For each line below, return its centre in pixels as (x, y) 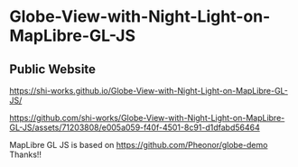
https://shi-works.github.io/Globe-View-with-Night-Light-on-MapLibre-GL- (149, 91)
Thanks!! (26, 154)
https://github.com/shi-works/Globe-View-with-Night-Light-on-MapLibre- (147, 118)
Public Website (53, 69)
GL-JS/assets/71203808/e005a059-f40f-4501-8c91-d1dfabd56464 (135, 127)
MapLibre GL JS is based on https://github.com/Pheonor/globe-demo (139, 145)
